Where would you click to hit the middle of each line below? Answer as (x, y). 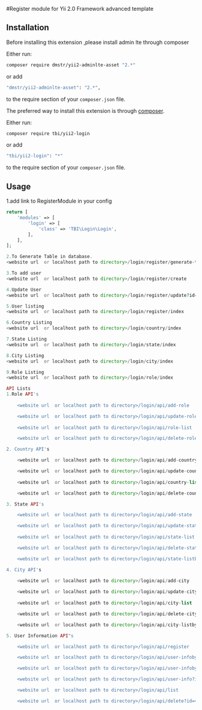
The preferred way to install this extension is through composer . (85, 110)
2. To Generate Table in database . (50, 257)
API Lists (19, 388)
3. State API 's (25, 504)
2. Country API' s (28, 449)
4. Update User (24, 290)
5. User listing (25, 306)
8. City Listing (25, 355)
